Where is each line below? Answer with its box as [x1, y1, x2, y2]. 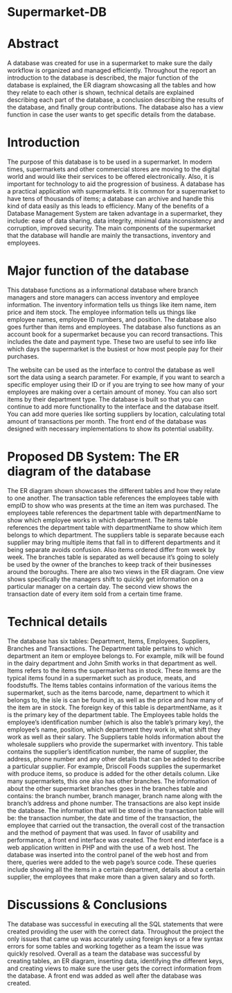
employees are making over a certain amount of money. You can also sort [7, 388, 217, 396]
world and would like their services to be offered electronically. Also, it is [7, 173, 215, 181]
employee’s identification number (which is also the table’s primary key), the [7, 718, 224, 726]
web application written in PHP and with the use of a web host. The [7, 843, 199, 852]
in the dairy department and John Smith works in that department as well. [7, 659, 217, 667]
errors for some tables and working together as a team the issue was [7, 942, 204, 950]
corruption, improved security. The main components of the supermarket [7, 224, 216, 232]
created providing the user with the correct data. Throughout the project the [7, 927, 224, 935]
